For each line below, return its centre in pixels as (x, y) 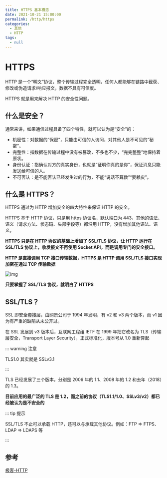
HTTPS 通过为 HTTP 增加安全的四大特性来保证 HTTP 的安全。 (69, 207)
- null (16, 43)
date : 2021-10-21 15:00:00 (33, 15)
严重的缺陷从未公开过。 (38, 321)
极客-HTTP (16, 470)
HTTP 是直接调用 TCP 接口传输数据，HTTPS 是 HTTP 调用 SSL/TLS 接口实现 (83, 258)
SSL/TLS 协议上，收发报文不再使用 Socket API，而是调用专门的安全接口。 (82, 247)
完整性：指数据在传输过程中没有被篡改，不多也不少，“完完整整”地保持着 (86, 152)
